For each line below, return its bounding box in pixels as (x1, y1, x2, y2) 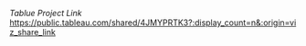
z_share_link (9, 27, 57, 37)
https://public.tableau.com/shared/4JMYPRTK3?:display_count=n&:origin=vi (9, 17, 297, 28)
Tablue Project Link (9, 8, 82, 18)
